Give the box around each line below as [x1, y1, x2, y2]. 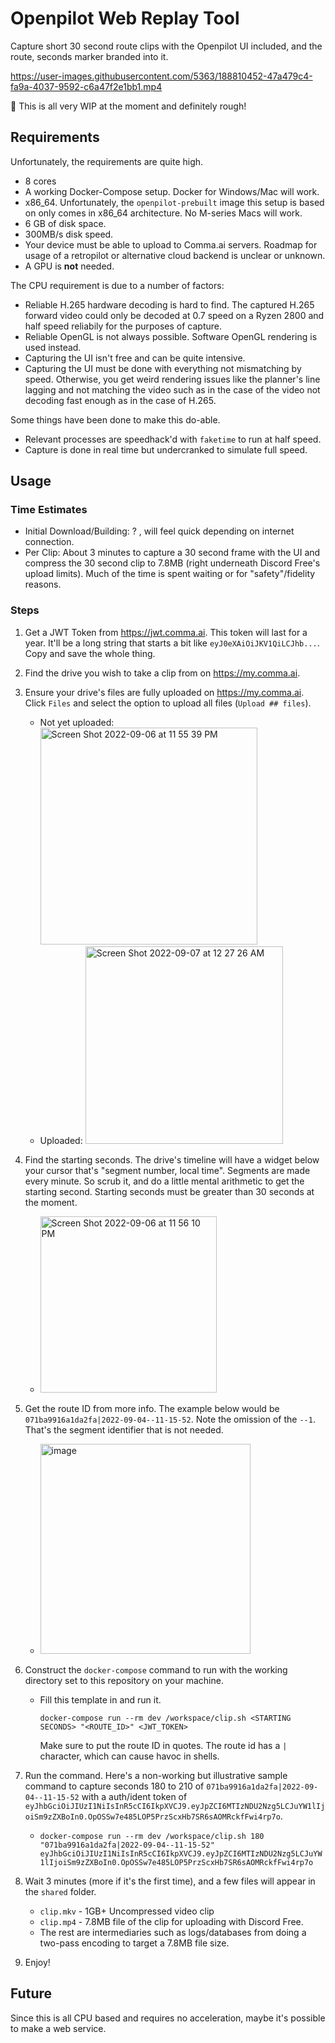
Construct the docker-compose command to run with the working [24, 1663, 288, 1676]
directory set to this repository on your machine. [24, 1674, 224, 1686]
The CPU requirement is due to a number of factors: [10, 279, 225, 291]
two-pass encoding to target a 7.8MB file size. [39, 1937, 230, 1949]
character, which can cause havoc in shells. [39, 1750, 220, 1762]
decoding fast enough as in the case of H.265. [24, 394, 217, 406]
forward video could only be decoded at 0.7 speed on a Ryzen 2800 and [24, 309, 325, 321]
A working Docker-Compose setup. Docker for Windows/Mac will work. [24, 185, 320, 197]
